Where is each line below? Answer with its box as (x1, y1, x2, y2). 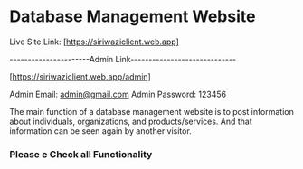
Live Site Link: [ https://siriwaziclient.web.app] (9, 36, 179, 47)
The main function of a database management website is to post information (9, 106, 294, 117)
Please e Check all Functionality (9, 147, 153, 160)
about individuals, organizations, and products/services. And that (9, 116, 253, 127)
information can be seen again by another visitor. (9, 125, 192, 136)
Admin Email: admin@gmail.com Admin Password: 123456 (9, 89, 227, 99)
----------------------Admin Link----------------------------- (9, 53, 237, 64)
